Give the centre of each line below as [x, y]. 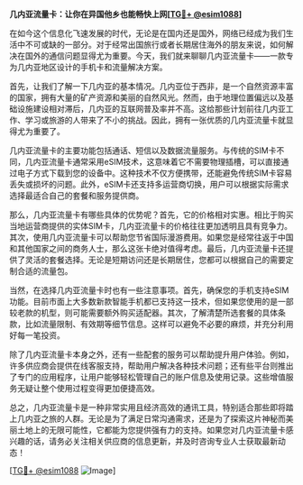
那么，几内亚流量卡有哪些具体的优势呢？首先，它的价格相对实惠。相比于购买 [151, 215]
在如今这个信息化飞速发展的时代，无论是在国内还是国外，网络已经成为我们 [147, 33]
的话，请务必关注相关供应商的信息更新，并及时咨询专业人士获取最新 [151, 441]
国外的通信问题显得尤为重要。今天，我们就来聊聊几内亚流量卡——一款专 [159, 56]
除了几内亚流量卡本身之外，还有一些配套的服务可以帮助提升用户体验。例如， [151, 354]
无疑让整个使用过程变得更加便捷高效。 [88, 388]
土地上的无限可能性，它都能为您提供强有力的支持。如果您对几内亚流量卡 [151, 430]
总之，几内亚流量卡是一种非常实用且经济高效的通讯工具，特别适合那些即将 [147, 407]
